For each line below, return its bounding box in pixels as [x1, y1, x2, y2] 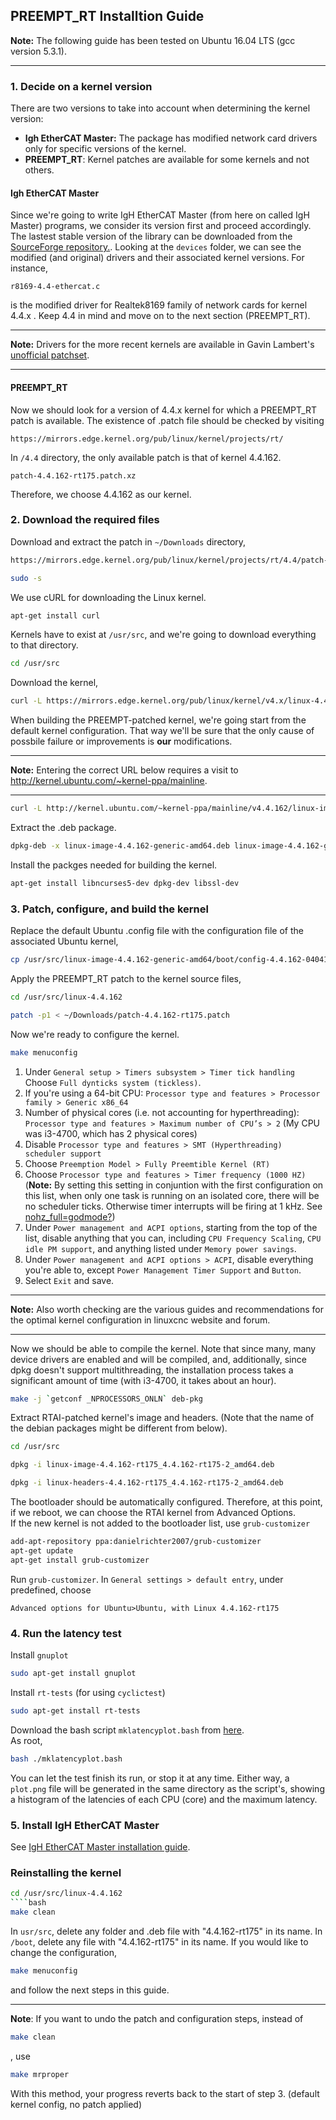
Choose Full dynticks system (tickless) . [24, 1076, 202, 1088]
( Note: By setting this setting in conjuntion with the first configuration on [24, 1179, 324, 1191]
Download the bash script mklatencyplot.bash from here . [10, 1724, 245, 1736]
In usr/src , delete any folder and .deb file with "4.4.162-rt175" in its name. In [10, 1925, 323, 1937]
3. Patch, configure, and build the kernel [10, 902, 209, 916]
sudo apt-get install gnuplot [10, 1669, 137, 1679]
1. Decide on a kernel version [10, 79, 153, 93]
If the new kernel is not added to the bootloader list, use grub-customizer [10, 1517, 311, 1529]
